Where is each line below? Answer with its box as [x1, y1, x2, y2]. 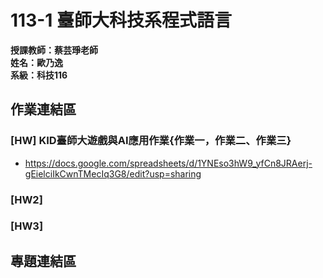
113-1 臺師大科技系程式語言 [10, 9, 233, 32]
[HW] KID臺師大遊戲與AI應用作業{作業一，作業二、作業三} [10, 134, 292, 148]
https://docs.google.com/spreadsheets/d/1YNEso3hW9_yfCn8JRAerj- [24, 157, 313, 169]
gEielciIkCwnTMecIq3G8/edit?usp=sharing [24, 167, 202, 180]
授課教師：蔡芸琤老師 [10, 44, 98, 56]
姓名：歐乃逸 [10, 56, 63, 68]
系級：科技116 [10, 69, 68, 81]
